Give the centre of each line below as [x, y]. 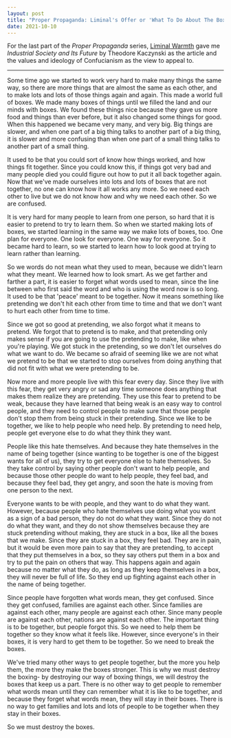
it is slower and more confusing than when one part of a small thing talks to [113, 139]
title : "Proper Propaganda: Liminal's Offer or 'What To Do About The [110, 20]
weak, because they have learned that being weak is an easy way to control [114, 403]
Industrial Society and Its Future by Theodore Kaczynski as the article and [112, 53]
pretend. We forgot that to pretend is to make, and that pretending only [107, 332]
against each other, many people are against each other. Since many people [115, 612]
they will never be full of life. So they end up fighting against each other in [112, 577]
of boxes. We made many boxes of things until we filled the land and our [109, 102]
